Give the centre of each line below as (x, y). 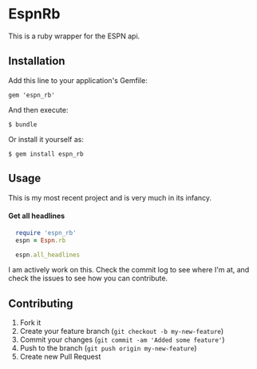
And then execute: (38, 109)
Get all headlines (37, 216)
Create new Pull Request (60, 357)
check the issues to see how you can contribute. (88, 278)
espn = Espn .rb (41, 240)
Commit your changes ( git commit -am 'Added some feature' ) (122, 339)
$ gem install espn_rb (46, 154)
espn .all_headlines (48, 255)
